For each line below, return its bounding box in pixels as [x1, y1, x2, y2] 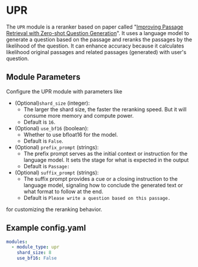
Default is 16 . [23, 118, 56, 125]
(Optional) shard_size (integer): [14, 99, 90, 106]
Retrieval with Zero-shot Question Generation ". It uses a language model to [6, 29, 190, 36]
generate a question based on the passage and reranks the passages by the [6, 36, 193, 43]
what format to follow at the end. [23, 188, 104, 195]
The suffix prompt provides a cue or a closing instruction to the [23, 175, 178, 182]
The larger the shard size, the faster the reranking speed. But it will [23, 105, 187, 113]
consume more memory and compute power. [23, 112, 134, 119]
